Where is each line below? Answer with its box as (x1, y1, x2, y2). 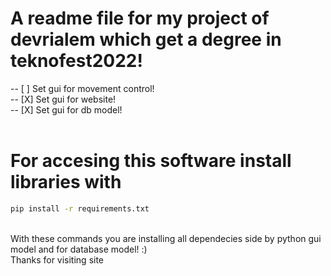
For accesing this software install (10, 150, 292, 172)
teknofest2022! (10, 50, 143, 72)
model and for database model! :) (10, 243, 148, 255)
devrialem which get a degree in (10, 28, 282, 51)
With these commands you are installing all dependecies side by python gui (10, 232, 322, 244)
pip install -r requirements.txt (10, 203, 150, 214)
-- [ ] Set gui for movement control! (10, 82, 155, 94)
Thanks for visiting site (10, 253, 105, 266)
